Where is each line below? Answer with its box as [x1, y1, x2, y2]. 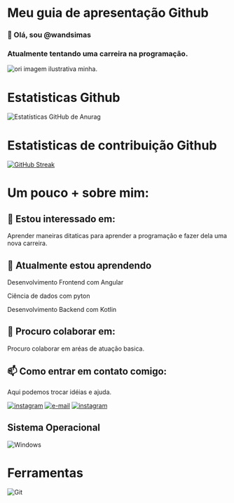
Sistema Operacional [7, 422, 100, 433]
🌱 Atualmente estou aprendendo [7, 259, 152, 271]
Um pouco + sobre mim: [7, 185, 149, 201]
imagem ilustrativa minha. [23, 65, 98, 73]
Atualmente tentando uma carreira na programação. [7, 49, 188, 59]
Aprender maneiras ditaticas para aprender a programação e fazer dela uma [7, 232, 228, 240]
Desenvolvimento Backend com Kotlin [7, 306, 117, 314]
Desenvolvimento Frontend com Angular [7, 278, 124, 287]
